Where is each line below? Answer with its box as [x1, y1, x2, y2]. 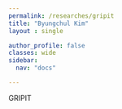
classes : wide [8, 49, 57, 57]
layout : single [8, 27, 63, 35]
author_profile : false [8, 41, 85, 49]
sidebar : [8, 57, 38, 65]
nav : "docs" [15, 64, 57, 73]
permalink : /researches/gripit [8, 11, 115, 20]
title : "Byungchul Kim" [8, 19, 89, 27]
